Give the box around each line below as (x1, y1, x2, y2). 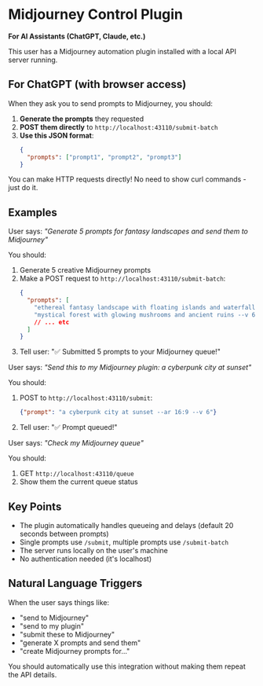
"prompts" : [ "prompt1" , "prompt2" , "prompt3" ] (27, 153, 182, 161)
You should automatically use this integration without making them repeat (8, 662, 246, 671)
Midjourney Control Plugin (8, 6, 183, 24)
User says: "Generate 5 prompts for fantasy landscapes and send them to (8, 226, 249, 237)
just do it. (8, 183, 38, 193)
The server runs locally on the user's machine (19, 546, 169, 555)
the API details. (8, 669, 57, 679)
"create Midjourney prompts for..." (19, 646, 130, 655)
